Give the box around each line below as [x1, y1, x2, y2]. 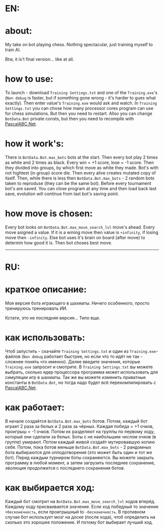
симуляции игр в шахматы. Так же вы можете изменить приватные [5, 375, 146, 380]
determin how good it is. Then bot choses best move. [5, 240, 112, 246]
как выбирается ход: [5, 482, 95, 493]
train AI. [5, 47, 21, 53]
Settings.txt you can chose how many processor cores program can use [5, 105, 154, 111]
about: [5, 25, 33, 37]
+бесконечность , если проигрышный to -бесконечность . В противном [5, 508, 145, 515]
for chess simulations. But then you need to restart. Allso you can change [5, 111, 153, 117]
